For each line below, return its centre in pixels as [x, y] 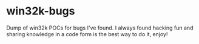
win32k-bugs [41, 11]
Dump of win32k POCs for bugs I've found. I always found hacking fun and [100, 28]
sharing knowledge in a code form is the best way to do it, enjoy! [87, 34]
